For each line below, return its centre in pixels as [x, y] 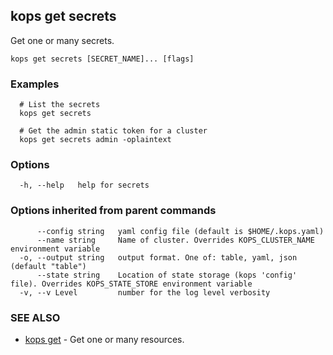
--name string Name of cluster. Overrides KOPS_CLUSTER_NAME [175, 240]
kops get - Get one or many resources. [104, 339]
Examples [35, 84]
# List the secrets [60, 105]
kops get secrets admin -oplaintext [95, 140]
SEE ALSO [35, 317]
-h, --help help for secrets [84, 185]
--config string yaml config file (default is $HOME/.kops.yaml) [180, 231]
